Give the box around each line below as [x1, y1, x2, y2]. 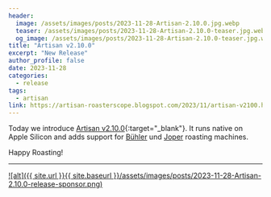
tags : [8, 86, 27, 95]
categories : [8, 72, 48, 80]
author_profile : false [8, 57, 85, 65]
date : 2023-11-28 [8, 64, 67, 72]
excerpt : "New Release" [8, 49, 89, 57]
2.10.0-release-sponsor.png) [8, 179, 103, 189]
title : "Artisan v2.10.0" [8, 42, 95, 50]
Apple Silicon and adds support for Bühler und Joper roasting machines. [8, 132, 248, 142]
